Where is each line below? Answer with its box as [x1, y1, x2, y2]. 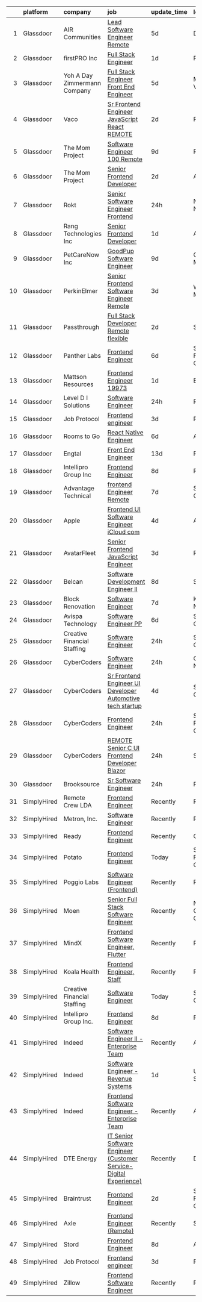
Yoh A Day [63, 72, 93, 80]
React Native [107, 428, 144, 436]
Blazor [107, 766, 126, 775]
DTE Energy [63, 1154, 97, 1162]
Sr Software [107, 777, 141, 784]
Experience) [107, 1177, 142, 1185]
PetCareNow [63, 251, 100, 258]
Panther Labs [63, 352, 101, 360]
